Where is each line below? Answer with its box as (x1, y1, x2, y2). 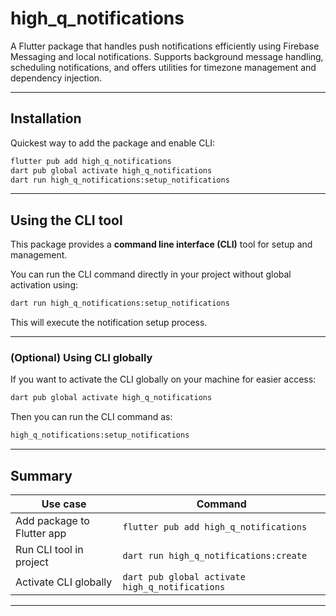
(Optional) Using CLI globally (10, 350, 153, 364)
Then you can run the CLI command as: (10, 411, 173, 423)
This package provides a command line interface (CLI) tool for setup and (10, 238, 313, 251)
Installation (10, 110, 82, 127)
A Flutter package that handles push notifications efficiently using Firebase (10, 40, 320, 52)
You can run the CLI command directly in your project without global (10, 268, 292, 281)
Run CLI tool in (15, 542, 84, 556)
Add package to (15, 513, 90, 527)
